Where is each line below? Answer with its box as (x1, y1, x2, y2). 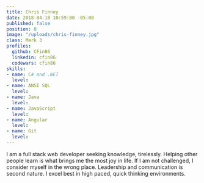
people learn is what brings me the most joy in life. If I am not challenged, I (6, 157, 194, 164)
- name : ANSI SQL (6, 83, 51, 89)
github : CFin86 (12, 49, 51, 55)
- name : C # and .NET (6, 71, 59, 77)
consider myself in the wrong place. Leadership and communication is (6, 163, 183, 171)
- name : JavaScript (6, 105, 56, 112)
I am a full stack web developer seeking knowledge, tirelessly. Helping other (6, 150, 198, 157)
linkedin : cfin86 (12, 54, 56, 60)
